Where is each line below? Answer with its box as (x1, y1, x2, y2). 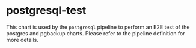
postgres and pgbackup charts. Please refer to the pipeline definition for (6, 29, 185, 37)
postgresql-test (6, 4, 87, 17)
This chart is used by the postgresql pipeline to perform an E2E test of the (6, 23, 190, 31)
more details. (6, 36, 39, 43)
